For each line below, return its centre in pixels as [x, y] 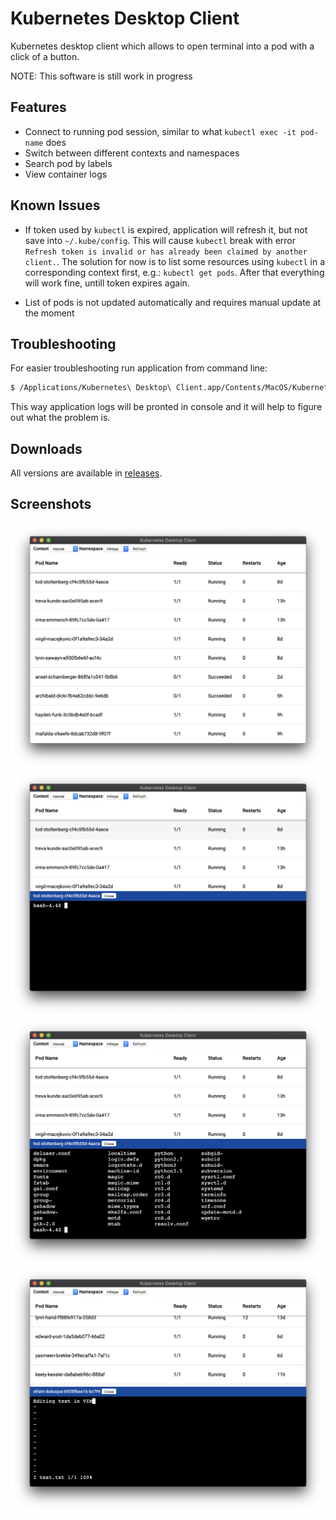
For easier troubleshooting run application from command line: [139, 368]
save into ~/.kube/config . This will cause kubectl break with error [160, 240]
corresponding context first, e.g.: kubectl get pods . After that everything [174, 272]
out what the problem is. [60, 418]
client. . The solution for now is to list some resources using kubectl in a [175, 261]
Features [38, 107]
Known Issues [55, 205]
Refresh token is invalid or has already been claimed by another [166, 252]
